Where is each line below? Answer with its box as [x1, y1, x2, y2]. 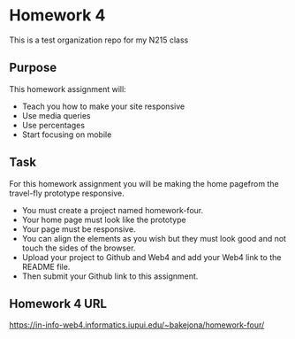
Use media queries [21, 110, 91, 120]
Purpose [9, 60, 57, 75]
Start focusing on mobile [21, 129, 112, 140]
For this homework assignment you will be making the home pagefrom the [9, 178, 280, 189]
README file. [21, 261, 71, 272]
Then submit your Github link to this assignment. [21, 271, 199, 281]
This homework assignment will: [9, 83, 126, 94]
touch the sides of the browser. [21, 243, 136, 253]
